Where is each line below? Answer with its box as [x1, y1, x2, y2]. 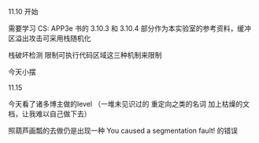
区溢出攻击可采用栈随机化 [8, 34, 91, 43]
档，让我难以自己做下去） [8, 109, 91, 119]
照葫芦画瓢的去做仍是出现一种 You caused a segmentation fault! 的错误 [8, 126, 239, 135]
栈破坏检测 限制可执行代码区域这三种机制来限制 [8, 51, 162, 59]
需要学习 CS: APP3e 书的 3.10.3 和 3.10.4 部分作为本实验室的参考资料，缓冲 [8, 24, 252, 33]
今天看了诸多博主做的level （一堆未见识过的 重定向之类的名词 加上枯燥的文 [8, 100, 250, 108]
